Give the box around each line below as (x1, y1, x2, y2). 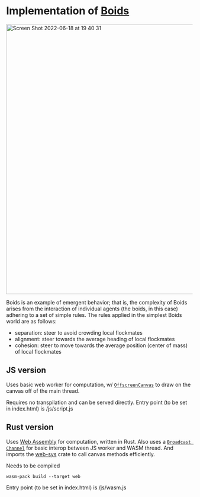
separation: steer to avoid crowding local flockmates (14, 329, 143, 336)
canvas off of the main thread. (6, 387, 80, 395)
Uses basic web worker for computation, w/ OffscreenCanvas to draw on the (6, 381, 191, 388)
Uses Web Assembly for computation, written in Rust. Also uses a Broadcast (6, 438, 191, 445)
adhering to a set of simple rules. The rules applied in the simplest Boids (6, 311, 182, 318)
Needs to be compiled (6, 462, 60, 469)
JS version (6, 365, 46, 376)
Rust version (6, 422, 54, 432)
